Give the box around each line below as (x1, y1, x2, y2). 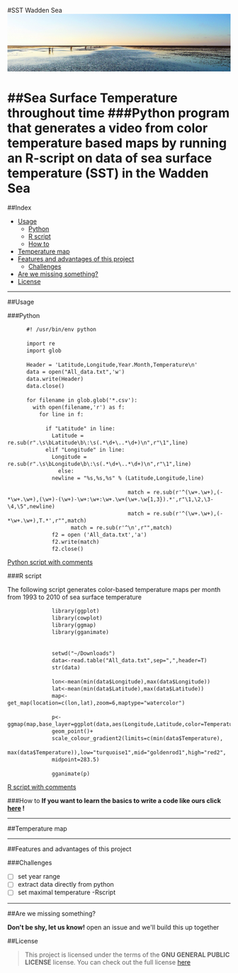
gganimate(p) (52, 770, 91, 778)
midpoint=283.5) (52, 756, 100, 763)
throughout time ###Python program (7, 105, 230, 121)
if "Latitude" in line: (45, 425, 115, 433)
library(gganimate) (52, 629, 110, 636)
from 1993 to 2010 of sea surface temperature (7, 593, 142, 601)
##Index (7, 203, 32, 212)
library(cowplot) (52, 615, 103, 622)
